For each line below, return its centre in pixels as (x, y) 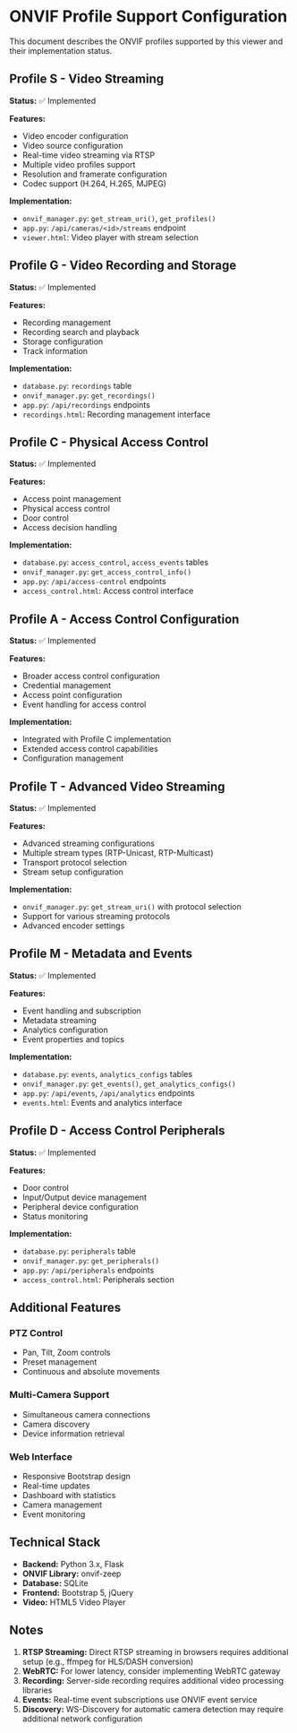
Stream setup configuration (72, 872)
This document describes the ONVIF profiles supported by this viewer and (146, 41)
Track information (55, 350)
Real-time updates (56, 1486)
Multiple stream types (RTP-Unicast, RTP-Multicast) (118, 853)
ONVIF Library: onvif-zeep (72, 1573)
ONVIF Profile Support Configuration (148, 17)
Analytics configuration (65, 1030)
